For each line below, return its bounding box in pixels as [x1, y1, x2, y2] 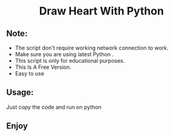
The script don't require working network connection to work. [14, 44, 169, 51]
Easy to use [14, 70, 44, 77]
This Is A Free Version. [14, 63, 71, 71]
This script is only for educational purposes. [14, 57, 125, 64]
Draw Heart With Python [39, 4, 164, 18]
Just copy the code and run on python [6, 103, 101, 110]
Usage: [6, 88, 34, 98]
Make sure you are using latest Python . [14, 51, 114, 58]
